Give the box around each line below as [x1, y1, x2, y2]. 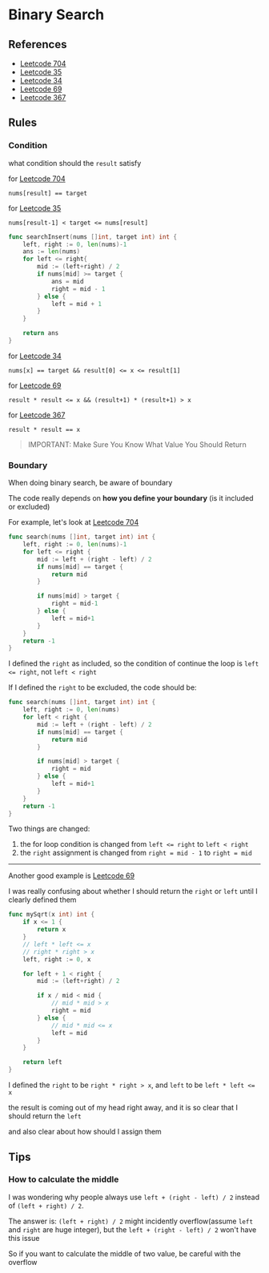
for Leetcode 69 [8, 381, 62, 390]
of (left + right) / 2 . [8, 1200, 84, 1211]
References [8, 38, 67, 51]
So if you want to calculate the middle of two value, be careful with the [8, 1248, 242, 1259]
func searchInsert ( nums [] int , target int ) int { [8, 232, 178, 241]
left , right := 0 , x [22, 955, 91, 963]
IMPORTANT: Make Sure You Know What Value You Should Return [27, 439, 247, 449]
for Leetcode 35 [8, 203, 62, 213]
